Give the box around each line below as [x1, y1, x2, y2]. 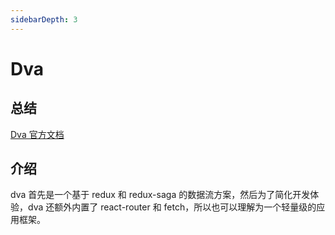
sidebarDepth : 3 [10, 14, 78, 25]
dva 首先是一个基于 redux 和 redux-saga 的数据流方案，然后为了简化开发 [10, 189, 311, 201]
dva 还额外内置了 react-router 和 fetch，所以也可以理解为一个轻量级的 [27, 201, 317, 213]
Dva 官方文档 [10, 128, 65, 140]
